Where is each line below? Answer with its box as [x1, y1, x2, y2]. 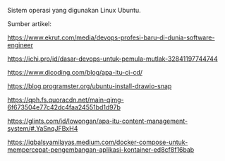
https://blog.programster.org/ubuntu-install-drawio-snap [7, 82, 172, 90]
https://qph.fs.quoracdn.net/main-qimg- [7, 95, 125, 104]
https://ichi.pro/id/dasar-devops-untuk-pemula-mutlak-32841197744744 [7, 54, 218, 63]
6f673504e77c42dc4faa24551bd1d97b [7, 103, 121, 112]
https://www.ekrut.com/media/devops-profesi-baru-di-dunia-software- [7, 33, 215, 42]
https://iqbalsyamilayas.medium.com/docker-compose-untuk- [7, 138, 188, 146]
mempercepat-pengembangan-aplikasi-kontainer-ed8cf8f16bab [7, 145, 195, 154]
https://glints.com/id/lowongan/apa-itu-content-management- [7, 117, 188, 125]
